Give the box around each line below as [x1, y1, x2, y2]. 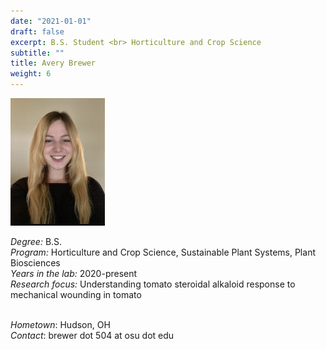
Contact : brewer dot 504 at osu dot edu [10, 329, 175, 341]
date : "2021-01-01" [10, 16, 92, 26]
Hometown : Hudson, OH [10, 318, 111, 330]
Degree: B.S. [10, 235, 63, 247]
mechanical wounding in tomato [10, 288, 142, 300]
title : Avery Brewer [10, 58, 97, 69]
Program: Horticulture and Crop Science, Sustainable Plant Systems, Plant [10, 246, 316, 258]
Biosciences [10, 256, 61, 269]
